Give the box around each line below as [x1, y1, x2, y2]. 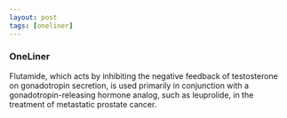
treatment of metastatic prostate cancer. [9, 98, 157, 109]
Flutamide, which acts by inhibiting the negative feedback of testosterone [9, 70, 278, 81]
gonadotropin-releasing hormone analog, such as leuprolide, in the [9, 90, 254, 100]
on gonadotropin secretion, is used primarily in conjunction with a [9, 80, 250, 90]
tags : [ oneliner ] [9, 21, 74, 30]
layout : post [9, 12, 58, 22]
